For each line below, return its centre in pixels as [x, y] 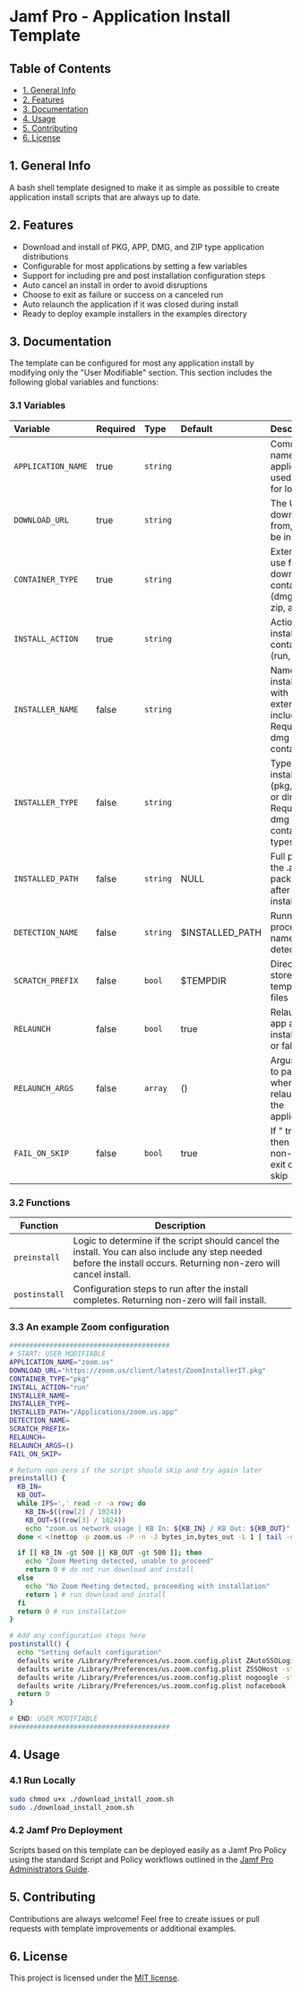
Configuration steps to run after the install [161, 1289]
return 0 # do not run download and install [110, 1570]
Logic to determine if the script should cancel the [176, 1241]
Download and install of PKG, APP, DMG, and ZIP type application [143, 247]
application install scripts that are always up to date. [105, 197]
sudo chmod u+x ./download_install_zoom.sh [92, 1799]
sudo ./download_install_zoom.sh [72, 1807]
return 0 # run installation [72, 1611]
